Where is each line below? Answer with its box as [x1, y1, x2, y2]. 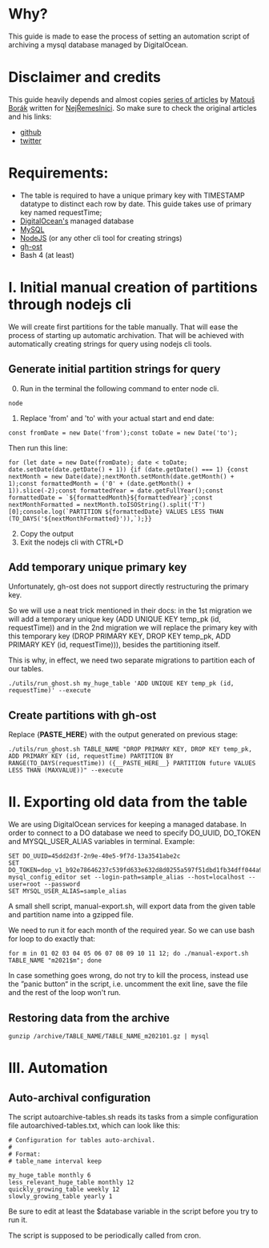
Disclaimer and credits [8, 68, 162, 87]
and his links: [8, 112, 52, 121]
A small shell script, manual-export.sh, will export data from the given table [8, 901, 256, 912]
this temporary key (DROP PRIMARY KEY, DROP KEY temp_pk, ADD [8, 631, 231, 641]
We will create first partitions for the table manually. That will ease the [8, 322, 239, 332]
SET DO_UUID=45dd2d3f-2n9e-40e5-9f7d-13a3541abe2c [8, 852, 181, 860]
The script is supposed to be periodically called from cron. [8, 1230, 202, 1240]
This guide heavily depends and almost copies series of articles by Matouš [8, 94, 255, 104]
